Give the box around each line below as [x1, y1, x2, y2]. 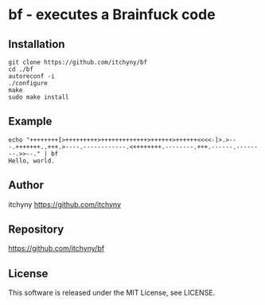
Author [8, 178, 44, 192]
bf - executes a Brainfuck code [8, 6, 216, 24]
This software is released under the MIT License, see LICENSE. [8, 288, 216, 298]
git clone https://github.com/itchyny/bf [8, 58, 148, 66]
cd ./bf [8, 65, 34, 73]
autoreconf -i [8, 72, 56, 80]
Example [8, 115, 53, 128]
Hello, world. [8, 157, 56, 165]
